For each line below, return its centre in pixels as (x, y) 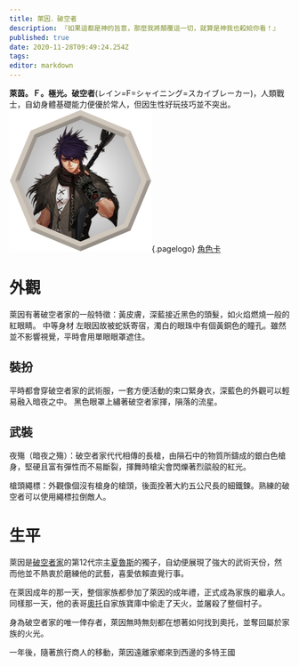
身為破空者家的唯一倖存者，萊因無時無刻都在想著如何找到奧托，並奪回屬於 (145, 622)
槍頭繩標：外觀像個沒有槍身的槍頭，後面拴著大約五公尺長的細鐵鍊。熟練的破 (149, 485)
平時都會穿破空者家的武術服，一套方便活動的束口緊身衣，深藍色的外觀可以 (145, 390)
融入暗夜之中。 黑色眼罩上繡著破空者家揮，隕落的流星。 (119, 401)
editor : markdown (41, 66)
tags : (19, 56)
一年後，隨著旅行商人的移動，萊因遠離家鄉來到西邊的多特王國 (122, 652)
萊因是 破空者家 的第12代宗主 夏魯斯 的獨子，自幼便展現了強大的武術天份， (142, 562)
